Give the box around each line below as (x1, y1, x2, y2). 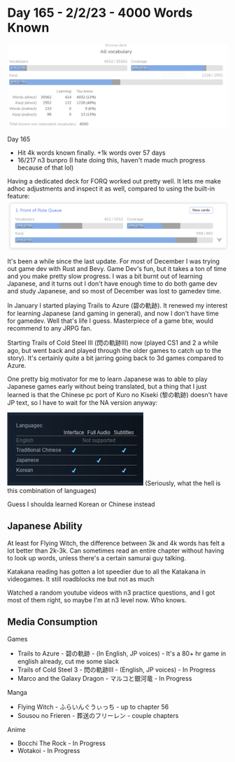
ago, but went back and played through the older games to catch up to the (7, 347, 222, 355)
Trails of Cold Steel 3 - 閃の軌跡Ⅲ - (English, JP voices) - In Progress (17, 665, 215, 674)
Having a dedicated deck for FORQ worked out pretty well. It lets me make (7, 177, 222, 186)
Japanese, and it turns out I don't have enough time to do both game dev (7, 279, 218, 288)
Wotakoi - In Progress (17, 746, 80, 754)
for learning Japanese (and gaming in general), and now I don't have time (7, 310, 219, 318)
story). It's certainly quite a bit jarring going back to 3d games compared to (7, 354, 224, 362)
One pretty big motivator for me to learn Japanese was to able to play (7, 375, 208, 383)
